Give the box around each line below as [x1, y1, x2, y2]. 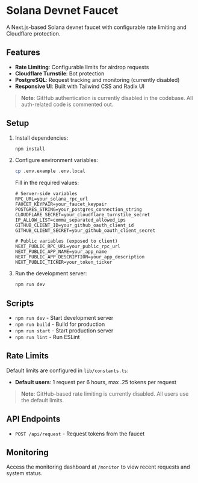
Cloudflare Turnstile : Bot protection [14, 70, 105, 77]
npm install [14, 146, 45, 152]
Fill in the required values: [14, 179, 79, 187]
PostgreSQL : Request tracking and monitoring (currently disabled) [14, 76, 180, 83]
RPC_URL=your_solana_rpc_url [14, 196, 88, 202]
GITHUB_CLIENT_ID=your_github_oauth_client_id [14, 222, 134, 229]
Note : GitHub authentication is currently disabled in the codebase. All [20, 94, 193, 101]
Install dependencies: [14, 134, 69, 142]
